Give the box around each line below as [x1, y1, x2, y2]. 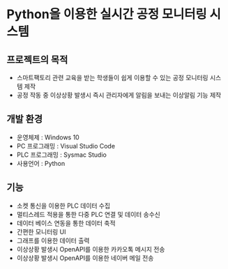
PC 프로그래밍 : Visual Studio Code [16, 141, 116, 150]
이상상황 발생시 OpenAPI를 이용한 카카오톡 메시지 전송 [16, 245, 165, 253]
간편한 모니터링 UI [16, 227, 67, 236]
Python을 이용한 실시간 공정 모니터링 [6, 6, 207, 22]
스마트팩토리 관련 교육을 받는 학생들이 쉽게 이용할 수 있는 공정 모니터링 [16, 74, 208, 82]
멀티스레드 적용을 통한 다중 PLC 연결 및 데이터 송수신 [16, 210, 161, 218]
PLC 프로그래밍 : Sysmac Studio [16, 151, 107, 159]
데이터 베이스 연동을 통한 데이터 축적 [16, 219, 116, 227]
